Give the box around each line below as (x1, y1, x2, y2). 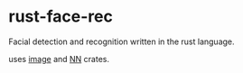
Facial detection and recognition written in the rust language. (8, 36, 236, 47)
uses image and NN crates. (8, 53, 110, 64)
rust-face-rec (8, 6, 114, 27)
